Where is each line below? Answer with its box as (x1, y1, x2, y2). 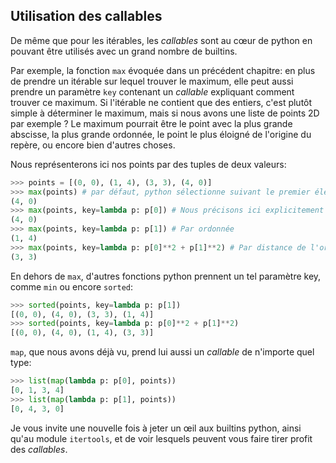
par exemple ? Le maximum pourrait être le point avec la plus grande (10, 117, 293, 129)
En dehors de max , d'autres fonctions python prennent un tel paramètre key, (10, 270, 322, 282)
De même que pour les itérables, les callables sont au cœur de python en (10, 34, 313, 46)
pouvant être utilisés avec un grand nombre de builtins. (10, 45, 238, 57)
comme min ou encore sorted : (10, 280, 134, 293)
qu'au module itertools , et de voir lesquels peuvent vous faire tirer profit (10, 432, 313, 444)
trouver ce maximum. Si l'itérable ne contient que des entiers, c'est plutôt (10, 96, 313, 108)
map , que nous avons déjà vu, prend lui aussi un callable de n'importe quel (10, 346, 315, 358)
